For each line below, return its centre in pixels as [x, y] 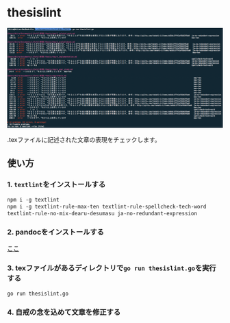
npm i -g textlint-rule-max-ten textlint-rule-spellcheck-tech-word [107, 207]
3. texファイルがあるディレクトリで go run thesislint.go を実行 [112, 267]
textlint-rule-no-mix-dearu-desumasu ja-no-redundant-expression [102, 214]
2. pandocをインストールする [56, 232]
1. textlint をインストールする [56, 184]
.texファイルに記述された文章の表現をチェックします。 [84, 139]
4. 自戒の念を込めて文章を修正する [64, 312]
